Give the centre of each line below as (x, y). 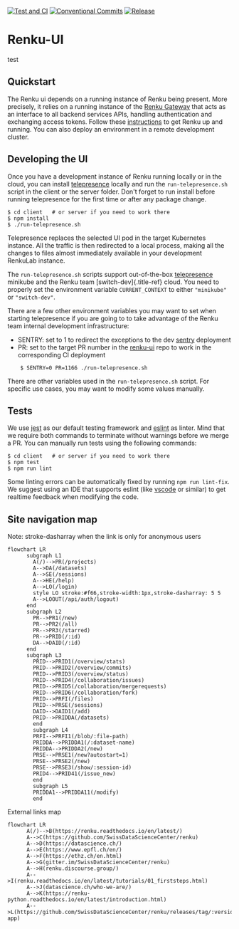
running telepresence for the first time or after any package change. (107, 199)
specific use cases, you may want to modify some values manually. (106, 389)
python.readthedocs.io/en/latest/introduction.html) (87, 900)
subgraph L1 (44, 556)
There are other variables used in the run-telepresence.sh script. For (108, 381)
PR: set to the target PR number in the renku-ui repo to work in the (115, 347)
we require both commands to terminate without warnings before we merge (118, 436)
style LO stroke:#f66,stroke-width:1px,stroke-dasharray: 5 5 (127, 593)
